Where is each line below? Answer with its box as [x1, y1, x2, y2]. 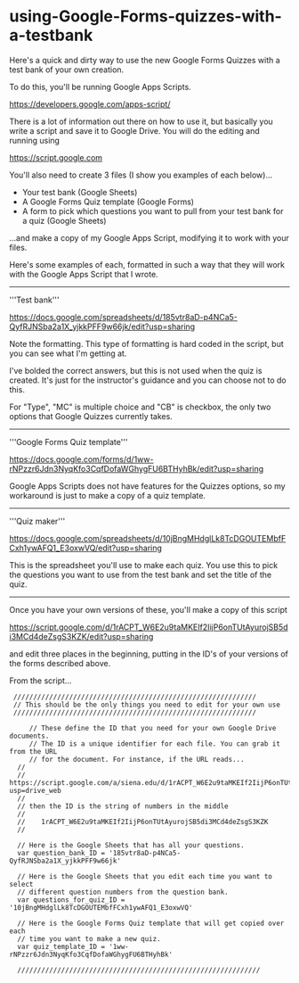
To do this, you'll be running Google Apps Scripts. [9, 81, 191, 92]
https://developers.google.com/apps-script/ [9, 98, 171, 109]
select [9, 880, 34, 888]
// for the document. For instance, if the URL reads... [28, 755, 245, 764]
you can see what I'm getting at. [9, 348, 127, 359]
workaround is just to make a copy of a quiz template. [9, 490, 206, 500]
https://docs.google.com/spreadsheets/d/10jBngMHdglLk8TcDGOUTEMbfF [9, 533, 287, 543]
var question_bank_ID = [17, 848, 105, 857]
